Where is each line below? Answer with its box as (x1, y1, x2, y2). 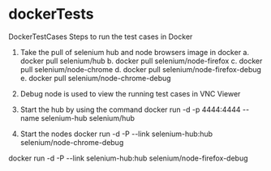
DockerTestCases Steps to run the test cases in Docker (8, 32, 193, 41)
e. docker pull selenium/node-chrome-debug (19, 73, 172, 83)
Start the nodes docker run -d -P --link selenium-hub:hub (19, 129, 213, 139)
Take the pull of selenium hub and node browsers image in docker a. (19, 47, 250, 57)
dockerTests (8, 5, 94, 24)
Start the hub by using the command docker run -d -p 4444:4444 (19, 105, 241, 114)
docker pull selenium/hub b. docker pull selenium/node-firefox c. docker (19, 56, 263, 66)
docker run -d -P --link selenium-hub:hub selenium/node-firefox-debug (8, 153, 249, 163)
